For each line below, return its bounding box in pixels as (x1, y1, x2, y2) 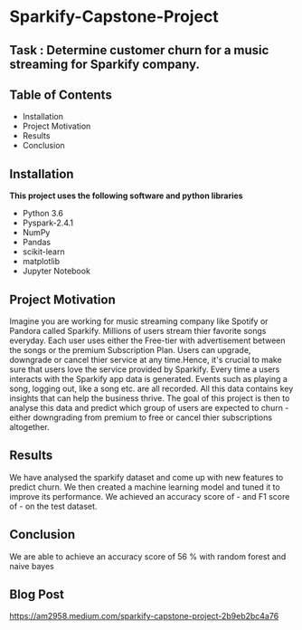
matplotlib (22, 256, 61, 267)
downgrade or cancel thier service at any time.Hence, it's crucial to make (9, 355, 282, 366)
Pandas (22, 237, 52, 248)
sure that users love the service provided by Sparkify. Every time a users (9, 364, 280, 375)
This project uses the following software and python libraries (9, 190, 243, 201)
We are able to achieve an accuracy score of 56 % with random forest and (9, 550, 287, 562)
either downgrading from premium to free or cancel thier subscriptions (9, 412, 273, 423)
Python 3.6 (22, 208, 63, 219)
